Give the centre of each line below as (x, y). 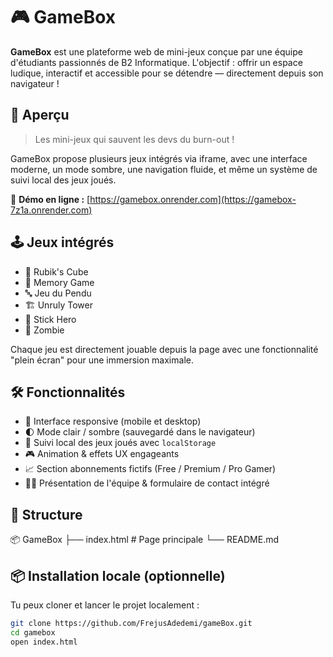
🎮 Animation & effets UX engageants (102, 454)
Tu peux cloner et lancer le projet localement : (105, 605)
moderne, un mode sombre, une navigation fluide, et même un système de (164, 169)
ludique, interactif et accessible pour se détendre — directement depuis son (167, 73)
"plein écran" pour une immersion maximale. (102, 360)
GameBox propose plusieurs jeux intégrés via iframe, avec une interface (159, 158)
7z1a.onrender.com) (51, 210)
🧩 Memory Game (59, 282)
